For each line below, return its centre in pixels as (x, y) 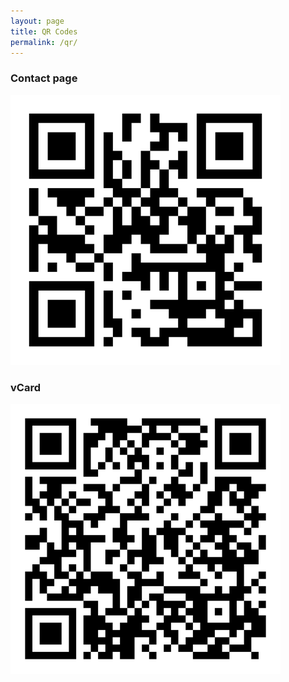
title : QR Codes (44, 31)
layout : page (37, 21)
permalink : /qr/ (44, 42)
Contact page (44, 78)
